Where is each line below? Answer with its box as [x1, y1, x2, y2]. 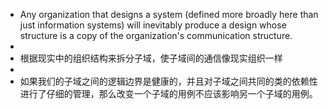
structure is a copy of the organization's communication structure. [19, 30, 293, 41]
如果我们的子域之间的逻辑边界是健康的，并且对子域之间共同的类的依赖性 [19, 75, 318, 87]
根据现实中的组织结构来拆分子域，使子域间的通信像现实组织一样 [19, 52, 283, 64]
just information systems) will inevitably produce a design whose [19, 19, 287, 31]
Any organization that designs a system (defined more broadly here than [19, 9, 319, 20]
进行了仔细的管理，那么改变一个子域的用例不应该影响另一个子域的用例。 [19, 88, 318, 99]
